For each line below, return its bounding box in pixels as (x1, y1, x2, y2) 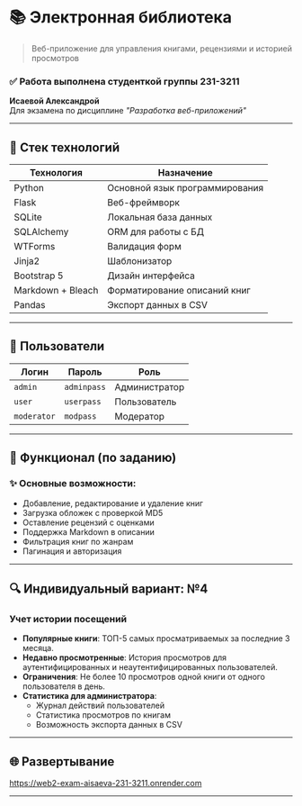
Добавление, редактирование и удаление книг (22, 497, 204, 509)
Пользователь (114, 395, 177, 408)
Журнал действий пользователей (35, 700, 165, 711)
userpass (64, 396, 102, 406)
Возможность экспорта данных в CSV (35, 720, 182, 730)
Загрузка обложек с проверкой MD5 (22, 507, 164, 518)
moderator (13, 411, 56, 421)
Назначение (157, 167, 213, 179)
